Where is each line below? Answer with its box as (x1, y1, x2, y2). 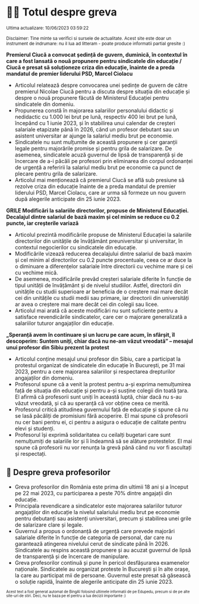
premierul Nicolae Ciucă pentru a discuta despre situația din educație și (14, 87, 190, 95)
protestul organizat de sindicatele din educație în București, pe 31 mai (14, 361, 185, 368)
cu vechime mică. (14, 269, 58, 276)
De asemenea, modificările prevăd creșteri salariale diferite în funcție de (14, 275, 192, 282)
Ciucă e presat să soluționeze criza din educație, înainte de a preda (6, 64, 175, 71)
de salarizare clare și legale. (14, 521, 84, 528)
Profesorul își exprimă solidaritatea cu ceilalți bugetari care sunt (14, 431, 171, 438)
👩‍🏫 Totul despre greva (6, 5, 118, 19)
